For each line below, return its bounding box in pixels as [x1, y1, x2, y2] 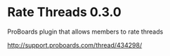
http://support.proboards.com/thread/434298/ [7, 41, 143, 49]
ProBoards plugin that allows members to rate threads [7, 27, 164, 36]
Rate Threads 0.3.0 [7, 4, 122, 20]
